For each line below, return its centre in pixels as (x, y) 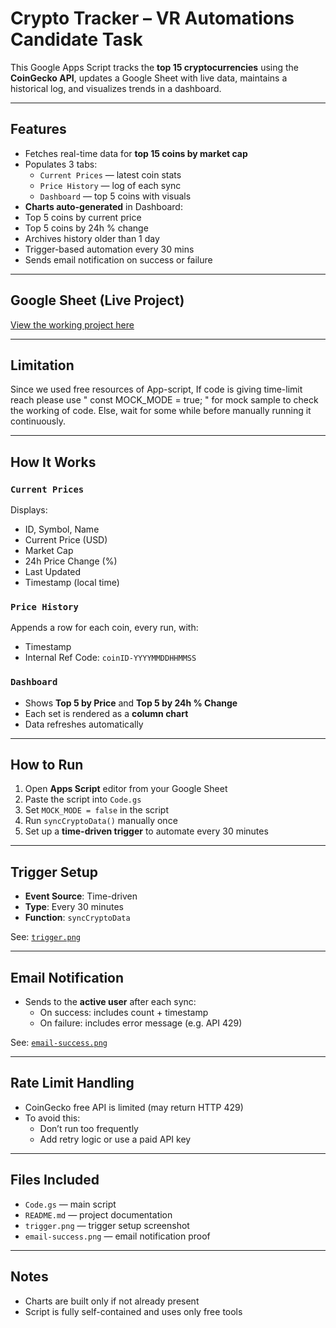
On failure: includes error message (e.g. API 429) (141, 1023)
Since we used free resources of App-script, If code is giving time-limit (156, 389)
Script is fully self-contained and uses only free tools (133, 1311)
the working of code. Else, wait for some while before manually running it (161, 411)
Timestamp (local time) (72, 583)
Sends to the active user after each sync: (110, 1002)
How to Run (47, 765)
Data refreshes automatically (84, 724)
